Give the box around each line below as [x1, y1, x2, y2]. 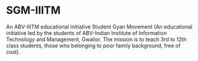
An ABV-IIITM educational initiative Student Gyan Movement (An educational [6, 23, 193, 30]
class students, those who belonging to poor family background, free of [6, 42, 181, 49]
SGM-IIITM [6, 4, 61, 17]
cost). [6, 48, 21, 55]
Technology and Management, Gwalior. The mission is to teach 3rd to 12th [6, 36, 187, 43]
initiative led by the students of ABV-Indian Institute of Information [6, 29, 167, 36]
